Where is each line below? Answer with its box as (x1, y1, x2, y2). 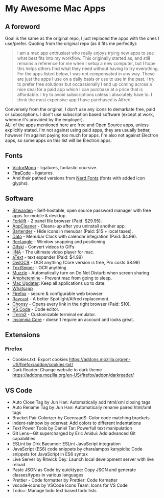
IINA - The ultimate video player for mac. (12, 249, 94, 255)
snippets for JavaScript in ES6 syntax (12, 451, 88, 457)
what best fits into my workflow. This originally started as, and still (17, 55, 150, 61)
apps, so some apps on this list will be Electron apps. (5, 137, 112, 143)
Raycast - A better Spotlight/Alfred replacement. (12, 295, 110, 301)
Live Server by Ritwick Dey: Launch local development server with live (12, 456, 154, 462)
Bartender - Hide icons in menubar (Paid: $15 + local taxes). (12, 228, 133, 234)
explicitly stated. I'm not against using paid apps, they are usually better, (5, 127, 151, 133)
